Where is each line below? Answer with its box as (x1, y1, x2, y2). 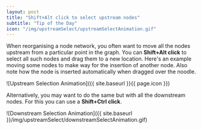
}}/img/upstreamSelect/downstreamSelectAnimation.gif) (6, 116, 148, 124)
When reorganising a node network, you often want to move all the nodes (6, 42, 190, 50)
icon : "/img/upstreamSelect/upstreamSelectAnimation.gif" (6, 25, 156, 32)
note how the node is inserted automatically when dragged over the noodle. (6, 68, 197, 76)
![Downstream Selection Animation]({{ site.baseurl (6, 110, 133, 117)
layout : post (6, 8, 40, 15)
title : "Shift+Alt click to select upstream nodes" (6, 15, 140, 21)
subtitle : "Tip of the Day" (6, 20, 78, 26)
